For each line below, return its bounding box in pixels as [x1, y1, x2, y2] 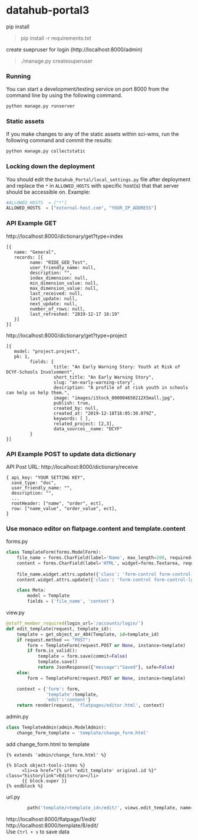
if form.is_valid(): [27, 648, 78, 654]
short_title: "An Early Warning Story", [53, 374, 154, 380]
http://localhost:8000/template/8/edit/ [6, 822, 98, 829]
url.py [6, 793, 21, 800]
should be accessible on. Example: [6, 188, 91, 195]
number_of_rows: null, [29, 306, 85, 312]
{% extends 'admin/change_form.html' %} [6, 752, 107, 758]
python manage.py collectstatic [6, 148, 85, 154]
